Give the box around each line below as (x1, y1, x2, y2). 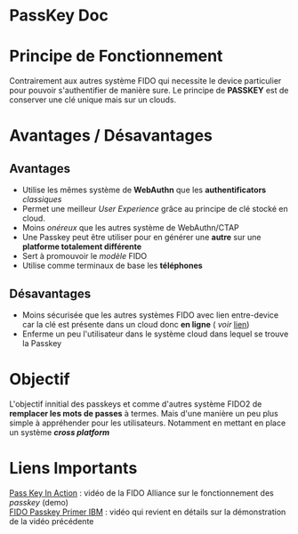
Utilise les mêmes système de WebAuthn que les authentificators (21, 184, 267, 196)
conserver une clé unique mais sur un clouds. (9, 94, 176, 105)
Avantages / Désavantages (9, 125, 213, 146)
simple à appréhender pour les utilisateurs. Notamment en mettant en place (9, 417, 286, 428)
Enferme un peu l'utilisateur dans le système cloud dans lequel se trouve (21, 328, 289, 339)
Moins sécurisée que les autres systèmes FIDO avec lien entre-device (21, 309, 278, 320)
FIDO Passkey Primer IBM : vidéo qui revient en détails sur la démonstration (9, 506, 286, 517)
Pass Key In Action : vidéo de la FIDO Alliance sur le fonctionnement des (9, 487, 274, 498)
